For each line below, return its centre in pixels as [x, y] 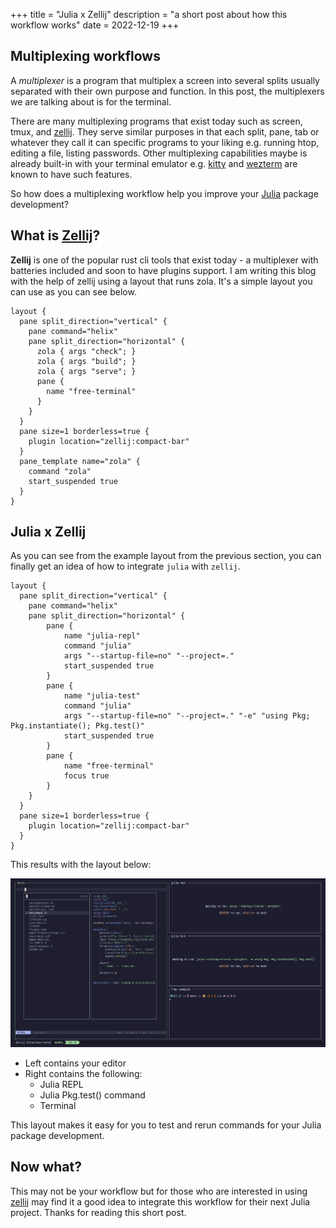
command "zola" [60, 471]
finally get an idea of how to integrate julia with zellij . [125, 566]
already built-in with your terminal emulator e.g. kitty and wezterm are [154, 163]
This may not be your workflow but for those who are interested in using [159, 1191]
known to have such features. [71, 174]
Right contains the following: [83, 1073]
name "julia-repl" [102, 636]
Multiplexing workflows [85, 56]
